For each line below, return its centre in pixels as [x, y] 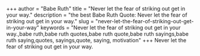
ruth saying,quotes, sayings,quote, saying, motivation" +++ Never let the [96, 40]
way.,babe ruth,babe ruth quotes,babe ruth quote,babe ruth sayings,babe [97, 34]
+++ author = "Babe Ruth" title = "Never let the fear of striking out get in [96, 9]
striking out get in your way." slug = [50, 21]
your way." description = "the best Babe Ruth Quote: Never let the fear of [97, 15]
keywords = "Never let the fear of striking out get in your [110, 27]
